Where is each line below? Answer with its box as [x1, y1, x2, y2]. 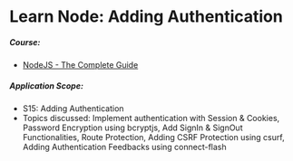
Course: [9, 36, 41, 47]
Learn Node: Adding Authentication [9, 6, 283, 27]
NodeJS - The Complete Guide [22, 60, 139, 71]
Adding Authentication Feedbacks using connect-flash [22, 142, 227, 153]
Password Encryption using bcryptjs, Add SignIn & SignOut [22, 122, 243, 133]
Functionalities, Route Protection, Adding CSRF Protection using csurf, [22, 132, 285, 143]
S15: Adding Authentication [22, 103, 124, 114]
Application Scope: [9, 80, 84, 91]
